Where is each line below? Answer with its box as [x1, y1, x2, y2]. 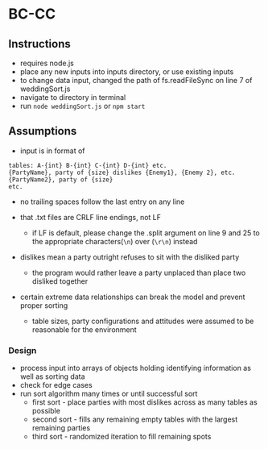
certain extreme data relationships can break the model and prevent [19, 292, 245, 301]
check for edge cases [19, 380, 93, 390]
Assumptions [8, 124, 77, 138]
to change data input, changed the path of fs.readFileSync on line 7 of [19, 76, 253, 85]
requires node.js [19, 58, 74, 68]
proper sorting [19, 300, 68, 310]
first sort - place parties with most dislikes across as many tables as [31, 397, 258, 407]
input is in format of [19, 146, 86, 156]
